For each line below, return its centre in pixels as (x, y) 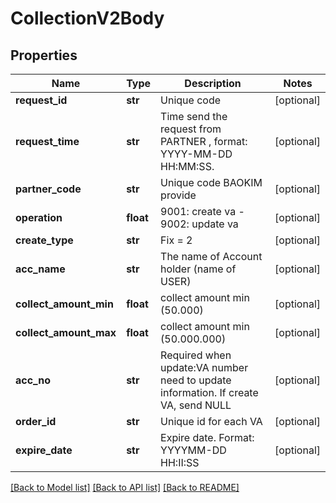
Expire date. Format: (207, 437)
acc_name (40, 269)
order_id (36, 421)
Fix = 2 (176, 240)
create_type (44, 240)
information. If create (209, 392)
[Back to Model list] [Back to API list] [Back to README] (125, 487)
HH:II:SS (180, 462)
